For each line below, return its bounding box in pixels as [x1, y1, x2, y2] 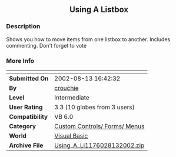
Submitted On [9, 74, 49, 82]
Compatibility [9, 112, 48, 121]
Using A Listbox [69, 5, 128, 15]
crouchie [54, 83, 79, 92]
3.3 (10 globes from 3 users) [54, 103, 135, 111]
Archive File [9, 141, 44, 149]
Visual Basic [54, 132, 88, 140]
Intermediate [54, 93, 89, 102]
